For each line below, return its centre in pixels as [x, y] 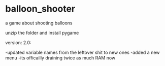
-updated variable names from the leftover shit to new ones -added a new [82, 52]
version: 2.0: [18, 42]
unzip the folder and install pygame [42, 32]
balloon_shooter [40, 9]
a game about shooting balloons [39, 23]
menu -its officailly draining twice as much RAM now [60, 58]
